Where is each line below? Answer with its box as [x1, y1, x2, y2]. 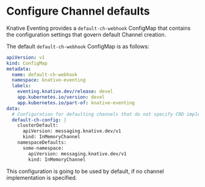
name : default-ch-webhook [12, 71, 78, 77]
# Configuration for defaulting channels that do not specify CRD [12, 111, 184, 117]
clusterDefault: [17, 122, 59, 129]
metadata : [6, 66, 32, 72]
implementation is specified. [6, 174, 77, 181]
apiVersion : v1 [6, 54, 45, 60]
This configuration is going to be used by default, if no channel [6, 168, 164, 175]
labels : [12, 83, 32, 89]
